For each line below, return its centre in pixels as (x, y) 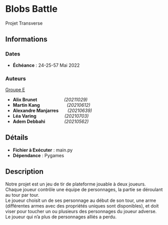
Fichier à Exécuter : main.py (43, 150)
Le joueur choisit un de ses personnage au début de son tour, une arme (81, 200)
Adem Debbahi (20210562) (51, 121)
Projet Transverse (24, 23)
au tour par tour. (22, 195)
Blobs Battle (31, 9)
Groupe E (15, 89)
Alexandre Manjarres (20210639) (52, 110)
